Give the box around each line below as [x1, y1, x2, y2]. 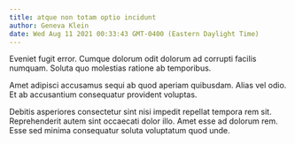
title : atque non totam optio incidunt [9, 12, 157, 22]
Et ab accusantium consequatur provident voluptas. [9, 89, 198, 100]
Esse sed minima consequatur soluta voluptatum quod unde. [9, 125, 230, 136]
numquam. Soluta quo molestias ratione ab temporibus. [9, 63, 212, 73]
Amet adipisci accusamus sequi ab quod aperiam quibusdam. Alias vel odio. [9, 80, 287, 91]
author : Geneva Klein [9, 21, 89, 30]
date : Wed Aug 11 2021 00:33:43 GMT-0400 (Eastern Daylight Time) [9, 29, 260, 38]
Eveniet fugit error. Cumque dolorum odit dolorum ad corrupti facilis [9, 54, 257, 64]
